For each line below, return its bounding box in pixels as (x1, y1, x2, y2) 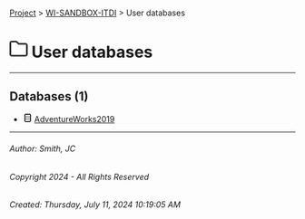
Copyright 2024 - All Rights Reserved (9, 171, 150, 182)
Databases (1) (9, 89, 89, 104)
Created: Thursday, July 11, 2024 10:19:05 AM (9, 199, 182, 210)
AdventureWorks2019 (34, 114, 115, 125)
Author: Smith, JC (9, 143, 76, 154)
